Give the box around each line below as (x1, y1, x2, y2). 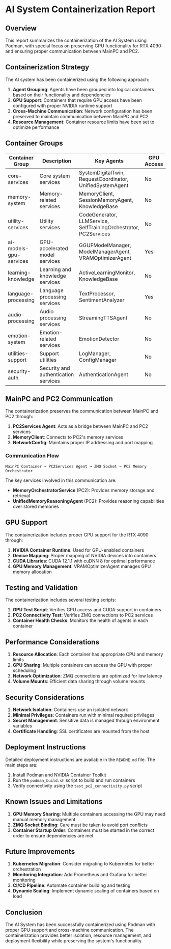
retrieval (12, 493, 31, 499)
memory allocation (12, 568, 52, 575)
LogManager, (78, 350, 111, 357)
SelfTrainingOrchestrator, (78, 224, 140, 231)
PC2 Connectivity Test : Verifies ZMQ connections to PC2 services (12, 612, 153, 618)
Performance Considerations (5, 638, 99, 646)
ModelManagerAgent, (78, 248, 131, 255)
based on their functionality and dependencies (12, 92, 111, 98)
